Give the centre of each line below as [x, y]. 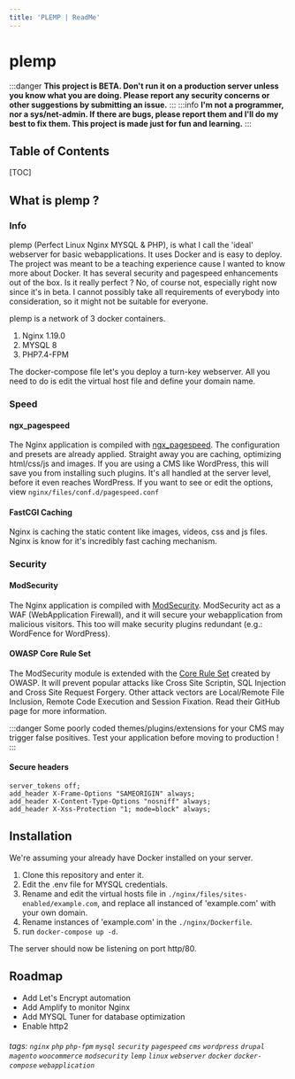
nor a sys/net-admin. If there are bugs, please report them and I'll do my [144, 114]
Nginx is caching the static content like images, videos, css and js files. [138, 532]
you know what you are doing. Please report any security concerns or [140, 95]
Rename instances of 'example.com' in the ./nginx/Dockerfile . [137, 921]
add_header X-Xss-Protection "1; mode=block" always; [110, 809]
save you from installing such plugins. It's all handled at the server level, [140, 473]
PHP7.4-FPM [45, 354]
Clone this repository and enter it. [83, 874]
